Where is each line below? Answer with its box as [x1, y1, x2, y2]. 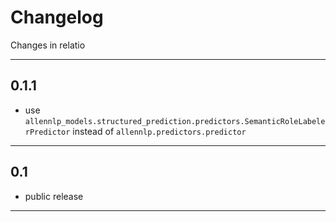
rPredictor [24, 127, 71, 137]
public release [24, 190, 84, 202]
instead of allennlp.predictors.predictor [72, 125, 247, 137]
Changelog [10, 6, 104, 29]
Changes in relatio [10, 39, 86, 51]
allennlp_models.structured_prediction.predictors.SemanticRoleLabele [24, 116, 326, 126]
